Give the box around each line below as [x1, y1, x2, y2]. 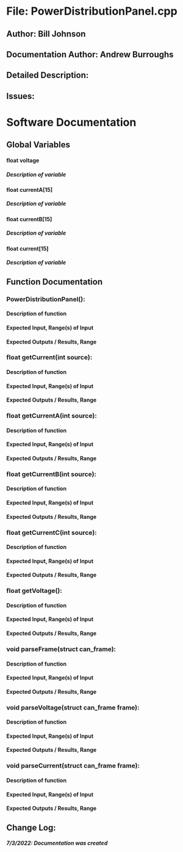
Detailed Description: [6, 70, 89, 81]
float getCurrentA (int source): [6, 411, 98, 420]
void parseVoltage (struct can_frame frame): [6, 703, 140, 711]
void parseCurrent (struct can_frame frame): [6, 762, 140, 770]
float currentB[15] [6, 215, 52, 222]
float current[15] [6, 244, 49, 252]
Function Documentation [6, 276, 102, 287]
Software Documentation [6, 115, 137, 129]
